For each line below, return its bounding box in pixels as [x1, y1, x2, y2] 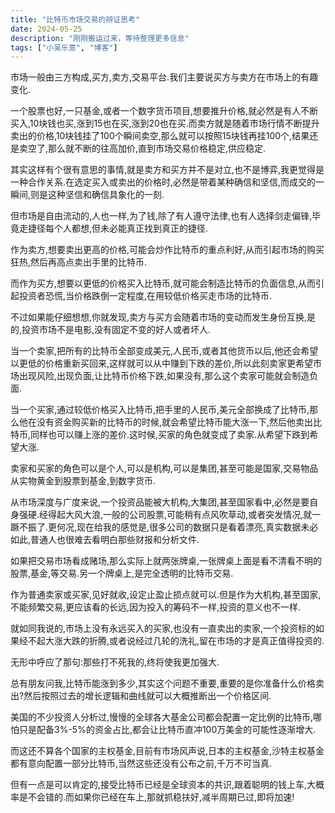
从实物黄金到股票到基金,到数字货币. [10, 475, 157, 487]
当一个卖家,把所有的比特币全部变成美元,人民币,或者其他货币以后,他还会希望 [10, 345, 319, 357]
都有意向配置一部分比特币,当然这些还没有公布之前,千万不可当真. [10, 757, 273, 770]
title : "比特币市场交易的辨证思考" [10, 14, 141, 25]
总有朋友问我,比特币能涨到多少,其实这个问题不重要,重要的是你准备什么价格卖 [10, 677, 325, 690]
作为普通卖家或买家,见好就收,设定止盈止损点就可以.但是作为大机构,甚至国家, [10, 589, 322, 601]
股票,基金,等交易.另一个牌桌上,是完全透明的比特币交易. [10, 567, 234, 580]
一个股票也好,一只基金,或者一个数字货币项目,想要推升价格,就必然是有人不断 [10, 105, 319, 117]
